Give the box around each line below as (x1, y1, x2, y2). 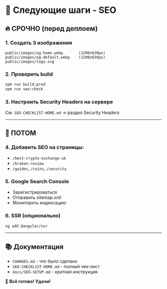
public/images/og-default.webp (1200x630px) (5, 55, 106, 60)
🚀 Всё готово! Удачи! (5, 279, 51, 285)
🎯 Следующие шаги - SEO (5, 4, 117, 16)
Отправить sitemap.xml (12, 194, 62, 200)
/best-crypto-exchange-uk (12, 156, 66, 161)
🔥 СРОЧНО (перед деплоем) (5, 24, 98, 33)
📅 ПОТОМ (5, 129, 36, 137)
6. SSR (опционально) (5, 212, 61, 219)
